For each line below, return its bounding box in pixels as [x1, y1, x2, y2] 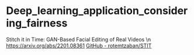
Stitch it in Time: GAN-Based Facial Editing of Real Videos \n [6, 36, 151, 43]
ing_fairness [6, 16, 68, 30]
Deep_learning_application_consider [6, 4, 188, 18]
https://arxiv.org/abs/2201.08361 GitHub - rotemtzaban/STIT [6, 42, 152, 49]
